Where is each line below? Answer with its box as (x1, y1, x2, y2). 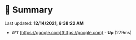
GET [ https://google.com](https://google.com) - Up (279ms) (11, 29, 132, 35)
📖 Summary (4, 4, 53, 15)
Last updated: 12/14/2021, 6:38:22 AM (4, 20, 84, 26)
